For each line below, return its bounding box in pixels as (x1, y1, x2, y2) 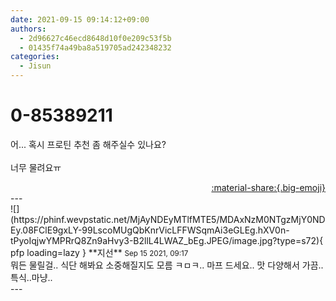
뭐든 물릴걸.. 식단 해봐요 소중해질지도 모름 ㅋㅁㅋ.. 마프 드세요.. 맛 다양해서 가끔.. (10, 259, 324, 271)
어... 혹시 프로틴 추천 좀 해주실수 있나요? (10, 138, 167, 150)
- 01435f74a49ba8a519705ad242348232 (19, 42, 172, 53)
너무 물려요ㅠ (10, 161, 62, 173)
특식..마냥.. (10, 271, 53, 283)
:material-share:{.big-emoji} (211, 181, 326, 193)
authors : (10, 24, 47, 34)
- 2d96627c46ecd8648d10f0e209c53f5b (19, 33, 172, 43)
